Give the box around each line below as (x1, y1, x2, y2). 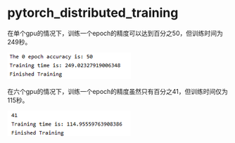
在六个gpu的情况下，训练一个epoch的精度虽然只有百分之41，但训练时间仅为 (7, 87, 229, 95)
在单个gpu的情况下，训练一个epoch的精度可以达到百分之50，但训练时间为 (7, 29, 223, 37)
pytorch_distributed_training (7, 5, 179, 21)
